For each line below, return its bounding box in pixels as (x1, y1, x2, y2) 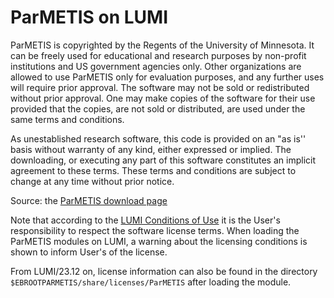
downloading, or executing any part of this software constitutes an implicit (10, 154, 316, 166)
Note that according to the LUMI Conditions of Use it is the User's (10, 214, 281, 226)
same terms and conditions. (10, 113, 125, 125)
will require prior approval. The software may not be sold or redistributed (10, 81, 310, 93)
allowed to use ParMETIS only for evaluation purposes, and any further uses (10, 71, 325, 83)
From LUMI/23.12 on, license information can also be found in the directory (10, 265, 318, 277)
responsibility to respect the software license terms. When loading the (10, 224, 300, 236)
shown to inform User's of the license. (10, 246, 168, 258)
